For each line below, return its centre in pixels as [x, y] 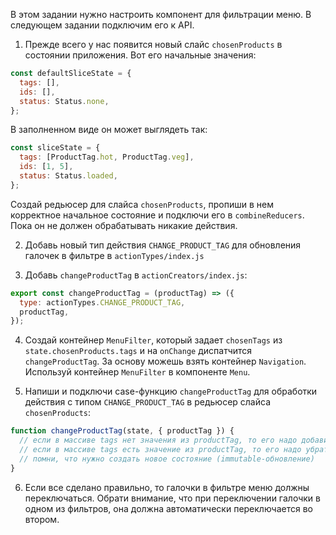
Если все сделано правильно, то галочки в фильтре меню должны [167, 487]
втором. [42, 519]
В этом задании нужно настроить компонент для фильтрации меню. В [161, 14]
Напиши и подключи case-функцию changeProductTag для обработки [171, 391]
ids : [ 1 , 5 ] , [46, 167]
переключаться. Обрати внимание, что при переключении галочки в [172, 498]
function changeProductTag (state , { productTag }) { [122, 431]
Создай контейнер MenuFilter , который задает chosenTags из [153, 340]
